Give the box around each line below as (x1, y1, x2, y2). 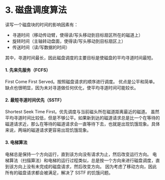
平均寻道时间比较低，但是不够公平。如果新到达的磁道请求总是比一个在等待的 (5, 115, 160, 121)
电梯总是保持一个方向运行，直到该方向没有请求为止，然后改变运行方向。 (5, 151, 151, 157)
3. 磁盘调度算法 (5, 4, 67, 16)
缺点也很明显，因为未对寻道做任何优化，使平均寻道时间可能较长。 (5, 85, 138, 91)
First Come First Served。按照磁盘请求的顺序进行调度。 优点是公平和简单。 (5, 79, 158, 85)
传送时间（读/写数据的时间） (12, 44, 70, 50)
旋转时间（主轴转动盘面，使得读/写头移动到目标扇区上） (12, 38, 126, 44)
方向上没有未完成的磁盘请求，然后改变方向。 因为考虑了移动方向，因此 (13, 163, 157, 169)
